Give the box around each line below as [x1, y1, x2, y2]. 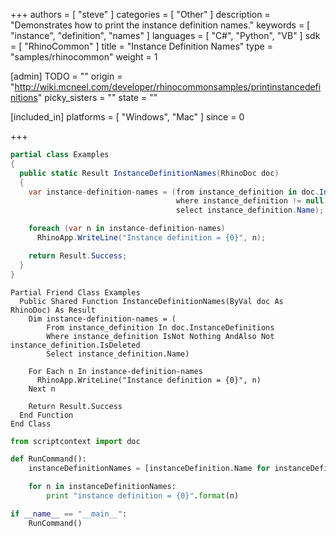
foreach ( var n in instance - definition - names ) [28, 224, 226, 234]
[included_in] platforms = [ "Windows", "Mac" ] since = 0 [10, 111, 245, 123]
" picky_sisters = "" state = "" [37, 92, 158, 103]
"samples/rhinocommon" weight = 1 [10, 51, 158, 63]
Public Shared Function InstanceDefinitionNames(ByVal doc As [19, 296, 284, 306]
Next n [28, 384, 56, 394]
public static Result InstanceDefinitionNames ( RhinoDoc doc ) [19, 168, 280, 178]
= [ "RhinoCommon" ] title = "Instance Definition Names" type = [10, 40, 273, 52]
